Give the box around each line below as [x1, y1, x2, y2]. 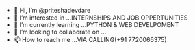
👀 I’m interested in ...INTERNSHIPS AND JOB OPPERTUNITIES [13, 14, 188, 22]
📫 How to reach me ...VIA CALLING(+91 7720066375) [13, 36, 167, 43]
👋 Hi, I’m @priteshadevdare [13, 7, 91, 14]
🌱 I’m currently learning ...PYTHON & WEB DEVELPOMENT [13, 21, 179, 28]
